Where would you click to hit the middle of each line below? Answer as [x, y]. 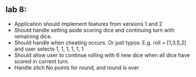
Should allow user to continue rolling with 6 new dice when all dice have [102, 55]
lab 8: [16, 10]
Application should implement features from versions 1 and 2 [88, 24]
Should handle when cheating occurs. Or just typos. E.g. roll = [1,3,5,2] [100, 42]
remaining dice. [33, 36]
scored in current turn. [41, 61]
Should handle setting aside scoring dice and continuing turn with [94, 30]
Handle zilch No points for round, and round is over [77, 68]
